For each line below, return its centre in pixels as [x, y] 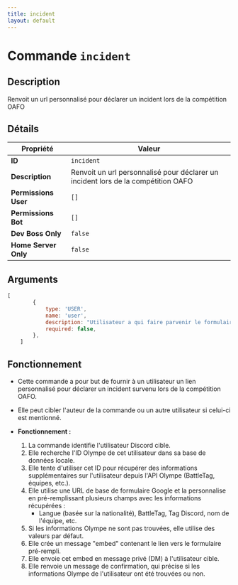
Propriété [37, 149]
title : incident [31, 14]
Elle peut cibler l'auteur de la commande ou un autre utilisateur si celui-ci [124, 410]
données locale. [52, 460]
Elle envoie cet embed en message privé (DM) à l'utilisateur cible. [124, 558]
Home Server [34, 245]
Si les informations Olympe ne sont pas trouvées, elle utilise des [121, 528]
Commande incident [69, 56]
